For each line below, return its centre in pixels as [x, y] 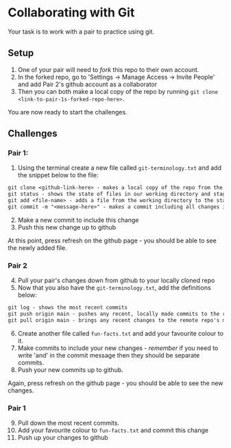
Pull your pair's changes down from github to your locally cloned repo [116, 281]
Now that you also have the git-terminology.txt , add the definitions [114, 288]
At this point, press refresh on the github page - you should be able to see [112, 240]
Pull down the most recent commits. [68, 423]
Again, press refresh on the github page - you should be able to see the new [115, 383]
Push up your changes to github [63, 438]
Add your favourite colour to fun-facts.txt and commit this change [113, 430]
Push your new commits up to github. [71, 370]
